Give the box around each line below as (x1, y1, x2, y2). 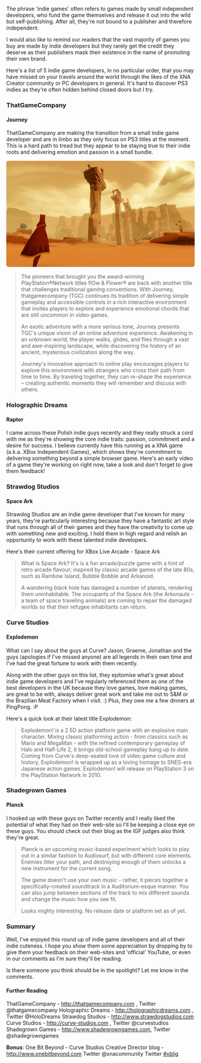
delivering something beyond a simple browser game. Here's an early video (6, 454, 193, 462)
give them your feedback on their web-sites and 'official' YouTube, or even (6, 948, 191, 956)
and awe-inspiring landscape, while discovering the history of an (20, 342, 182, 350)
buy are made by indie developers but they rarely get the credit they (6, 42, 175, 49)
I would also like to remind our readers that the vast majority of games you (6, 36, 190, 43)
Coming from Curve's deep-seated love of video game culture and (20, 752, 186, 759)
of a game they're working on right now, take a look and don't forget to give (6, 461, 193, 468)
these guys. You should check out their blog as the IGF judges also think (6, 827, 185, 834)
